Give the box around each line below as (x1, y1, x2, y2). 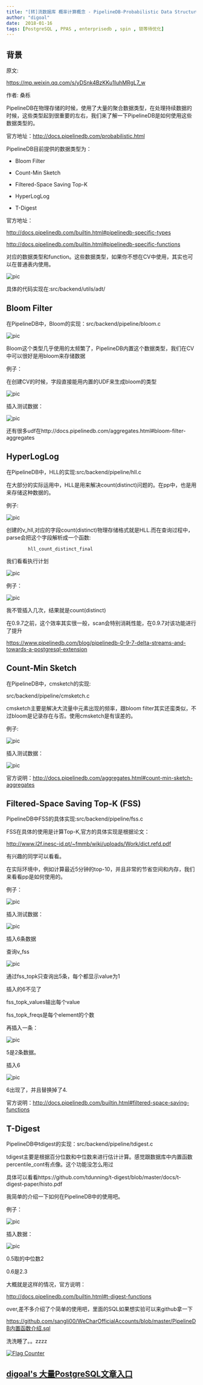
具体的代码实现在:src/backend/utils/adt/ (6, 285, 106, 293)
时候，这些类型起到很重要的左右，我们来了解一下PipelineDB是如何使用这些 (6, 112, 192, 119)
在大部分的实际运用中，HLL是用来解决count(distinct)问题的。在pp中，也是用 (6, 481, 197, 488)
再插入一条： (6, 1024, 38, 1031)
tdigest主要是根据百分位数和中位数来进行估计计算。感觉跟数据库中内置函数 (6, 1153, 193, 1160)
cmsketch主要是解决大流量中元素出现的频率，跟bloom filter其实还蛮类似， (6, 704, 192, 712)
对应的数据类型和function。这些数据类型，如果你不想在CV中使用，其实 (6, 253, 183, 260)
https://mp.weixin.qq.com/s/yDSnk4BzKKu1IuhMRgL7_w (6, 79, 146, 87)
